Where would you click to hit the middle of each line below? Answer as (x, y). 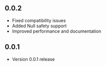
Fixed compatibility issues (39, 20)
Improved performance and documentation (57, 31)
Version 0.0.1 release (33, 59)
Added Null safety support (39, 26)
